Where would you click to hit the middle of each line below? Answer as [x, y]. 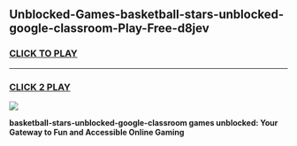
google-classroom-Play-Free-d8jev [109, 29]
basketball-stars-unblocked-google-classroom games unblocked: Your [144, 122]
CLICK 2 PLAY [40, 87]
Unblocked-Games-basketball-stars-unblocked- [147, 15]
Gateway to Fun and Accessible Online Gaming [97, 132]
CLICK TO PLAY [43, 54]
